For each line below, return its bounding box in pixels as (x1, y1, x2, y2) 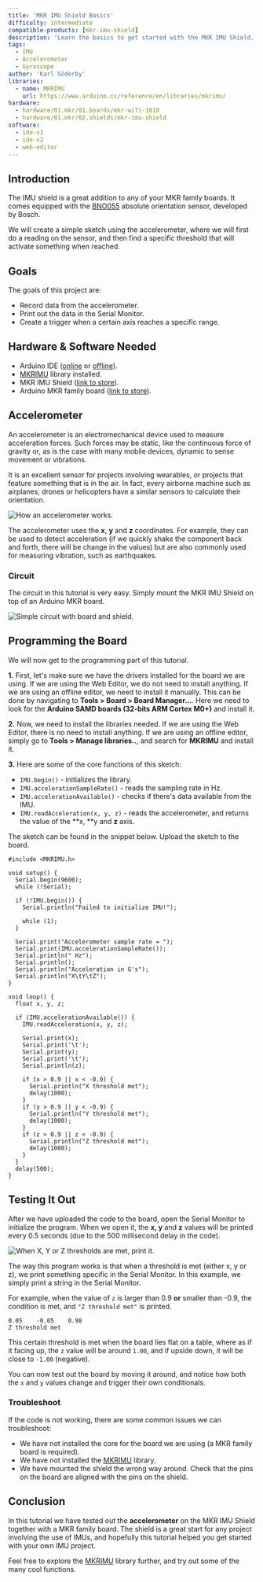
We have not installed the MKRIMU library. (19, 1455, 156, 1465)
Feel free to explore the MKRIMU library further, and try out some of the (8, 1556, 239, 1565)
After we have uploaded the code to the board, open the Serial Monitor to (8, 1214, 246, 1223)
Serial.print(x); (22, 1034, 79, 1042)
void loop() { (8, 992, 55, 1001)
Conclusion (8, 1495, 66, 1508)
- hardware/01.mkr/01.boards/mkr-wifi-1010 (15, 107, 159, 115)
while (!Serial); (15, 882, 72, 891)
